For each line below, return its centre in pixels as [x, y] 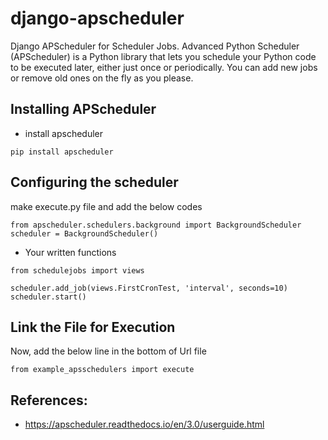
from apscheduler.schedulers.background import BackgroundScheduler [156, 225]
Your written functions [70, 252]
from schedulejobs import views [77, 270]
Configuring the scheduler [94, 182]
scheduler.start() [48, 297]
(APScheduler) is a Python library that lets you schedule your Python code [163, 56]
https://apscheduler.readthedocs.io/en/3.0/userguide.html [144, 424]
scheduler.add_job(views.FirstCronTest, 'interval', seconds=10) [149, 288]
